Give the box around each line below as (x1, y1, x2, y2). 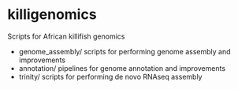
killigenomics (7, 6, 97, 24)
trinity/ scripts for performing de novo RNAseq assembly (18, 72, 203, 81)
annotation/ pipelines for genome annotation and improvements (18, 63, 226, 72)
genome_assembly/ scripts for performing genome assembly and (18, 46, 231, 56)
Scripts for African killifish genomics (7, 32, 125, 41)
